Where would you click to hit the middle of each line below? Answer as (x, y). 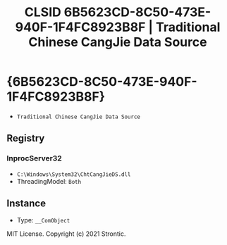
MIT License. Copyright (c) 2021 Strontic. (66, 234)
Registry (26, 138)
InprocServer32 (35, 158)
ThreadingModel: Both (49, 181)
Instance (26, 204)
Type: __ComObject (43, 220)
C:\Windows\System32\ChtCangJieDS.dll (74, 174)
